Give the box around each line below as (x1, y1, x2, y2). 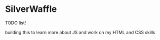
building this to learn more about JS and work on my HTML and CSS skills (5, 29, 156, 35)
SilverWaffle (5, 3, 57, 15)
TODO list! (5, 20, 26, 26)
